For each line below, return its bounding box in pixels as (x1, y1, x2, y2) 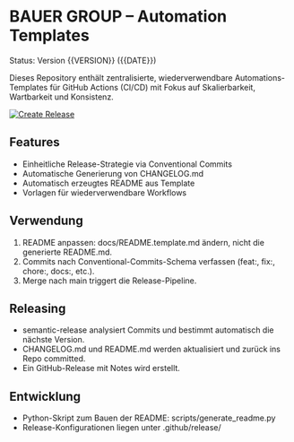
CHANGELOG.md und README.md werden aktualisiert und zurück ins (22, 343, 281, 355)
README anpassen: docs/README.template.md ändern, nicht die (22, 237, 264, 247)
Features (9, 134, 60, 150)
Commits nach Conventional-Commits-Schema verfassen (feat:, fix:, (22, 256, 275, 266)
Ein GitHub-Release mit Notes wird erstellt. (22, 363, 181, 374)
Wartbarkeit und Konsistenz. (9, 91, 114, 102)
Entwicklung (9, 388, 82, 404)
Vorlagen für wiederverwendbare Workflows (22, 186, 187, 198)
